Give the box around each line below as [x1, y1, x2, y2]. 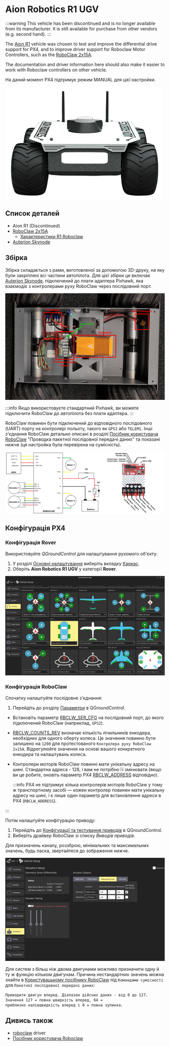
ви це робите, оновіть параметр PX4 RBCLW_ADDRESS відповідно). [12, 772, 159, 778]
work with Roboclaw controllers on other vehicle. [5, 67, 107, 73]
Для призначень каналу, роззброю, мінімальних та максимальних [5, 842, 149, 848]
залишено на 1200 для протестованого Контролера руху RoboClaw [12, 740, 151, 746]
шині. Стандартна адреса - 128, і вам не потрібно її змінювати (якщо [12, 766, 162, 772]
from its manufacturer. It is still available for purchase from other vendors [5, 25, 158, 31]
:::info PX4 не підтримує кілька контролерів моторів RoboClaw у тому [12, 781, 163, 787]
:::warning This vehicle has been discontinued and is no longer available [5, 20, 156, 26]
